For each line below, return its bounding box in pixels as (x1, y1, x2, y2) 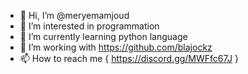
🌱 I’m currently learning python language (19, 31, 188, 42)
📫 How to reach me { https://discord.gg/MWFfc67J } (19, 53, 239, 64)
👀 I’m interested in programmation (19, 20, 160, 32)
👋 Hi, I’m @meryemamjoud (19, 10, 130, 21)
